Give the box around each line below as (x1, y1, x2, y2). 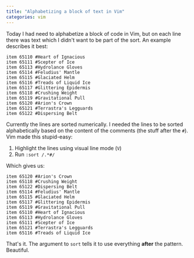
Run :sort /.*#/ (14, 151, 55, 158)
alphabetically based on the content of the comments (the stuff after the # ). (6, 127, 188, 134)
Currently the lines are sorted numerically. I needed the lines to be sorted (6, 121, 183, 128)
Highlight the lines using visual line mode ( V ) (14, 144, 122, 151)
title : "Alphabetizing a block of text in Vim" (6, 8, 125, 15)
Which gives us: (6, 162, 45, 169)
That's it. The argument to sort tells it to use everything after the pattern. (6, 240, 183, 247)
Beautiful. (6, 246, 29, 253)
